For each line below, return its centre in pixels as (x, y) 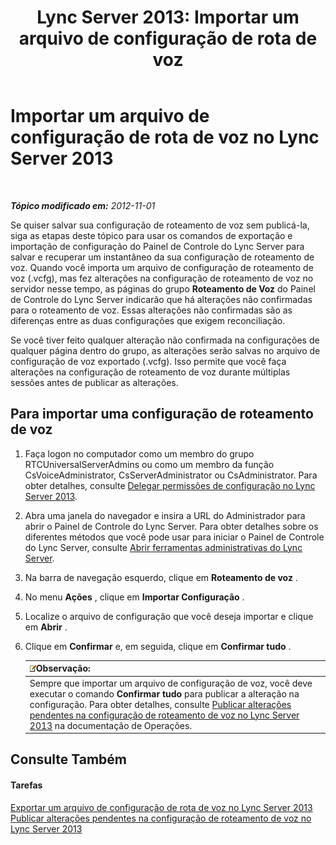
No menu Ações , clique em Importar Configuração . (134, 597)
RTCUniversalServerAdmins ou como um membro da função (149, 464)
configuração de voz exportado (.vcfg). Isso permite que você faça (148, 361)
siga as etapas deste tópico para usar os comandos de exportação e (151, 235)
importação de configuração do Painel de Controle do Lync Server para (157, 246)
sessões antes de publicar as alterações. (94, 382)
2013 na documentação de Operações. (111, 725)
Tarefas (26, 785)
